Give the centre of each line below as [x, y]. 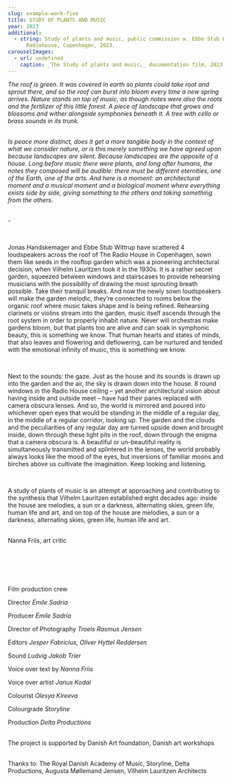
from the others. [31, 199]
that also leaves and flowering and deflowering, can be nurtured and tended [115, 342]
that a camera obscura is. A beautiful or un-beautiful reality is [95, 442]
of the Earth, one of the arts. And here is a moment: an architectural [104, 178]
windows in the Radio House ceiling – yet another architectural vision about [114, 391]
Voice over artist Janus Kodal [49, 682]
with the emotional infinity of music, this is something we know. [97, 349]
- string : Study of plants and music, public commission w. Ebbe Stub [117, 39]
